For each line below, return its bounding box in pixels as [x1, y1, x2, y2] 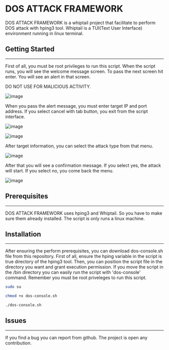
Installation [5, 230, 41, 238]
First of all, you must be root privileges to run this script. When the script [5, 63, 156, 69]
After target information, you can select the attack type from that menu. [5, 143, 153, 149]
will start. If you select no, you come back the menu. [5, 167, 114, 173]
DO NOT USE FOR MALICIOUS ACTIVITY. [5, 83, 92, 90]
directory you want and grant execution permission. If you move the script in [5, 264, 163, 270]
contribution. [5, 340, 32, 346]
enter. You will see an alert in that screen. [5, 73, 91, 79]
